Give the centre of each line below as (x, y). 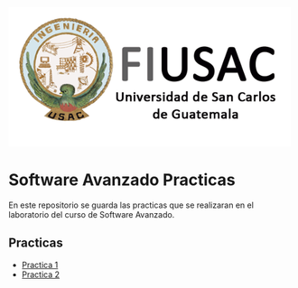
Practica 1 (40, 265)
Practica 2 (41, 274)
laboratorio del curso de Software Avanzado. (92, 214)
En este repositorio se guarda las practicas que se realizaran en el (131, 205)
